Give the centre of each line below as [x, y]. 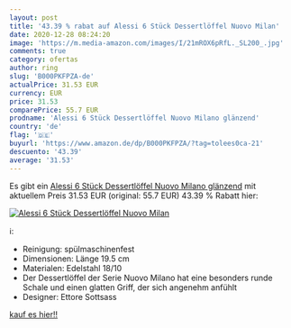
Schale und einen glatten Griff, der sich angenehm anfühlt [129, 287]
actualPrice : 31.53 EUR [54, 85]
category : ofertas [44, 59]
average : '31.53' [42, 160]
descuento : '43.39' [46, 151]
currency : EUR [36, 93]
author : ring [34, 68]
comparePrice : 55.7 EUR [54, 110]
